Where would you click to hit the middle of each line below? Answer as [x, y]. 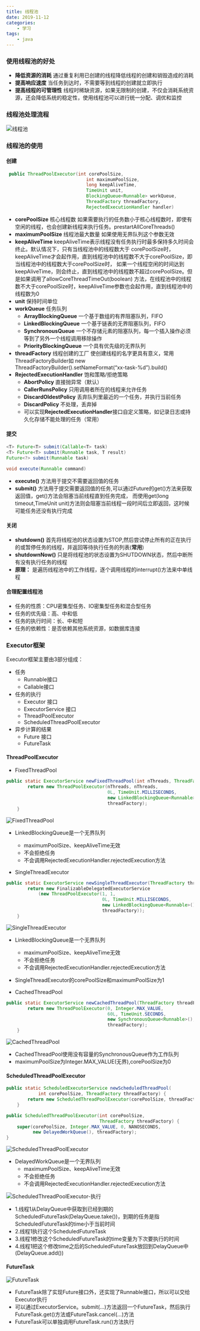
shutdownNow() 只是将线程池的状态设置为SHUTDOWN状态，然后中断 [101, 554]
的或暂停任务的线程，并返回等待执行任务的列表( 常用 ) [79, 547]
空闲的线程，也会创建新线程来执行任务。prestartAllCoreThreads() [95, 226]
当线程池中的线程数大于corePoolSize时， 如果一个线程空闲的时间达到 [99, 264]
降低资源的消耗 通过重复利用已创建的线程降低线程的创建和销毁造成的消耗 [104, 76]
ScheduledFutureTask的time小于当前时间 [65, 1224]
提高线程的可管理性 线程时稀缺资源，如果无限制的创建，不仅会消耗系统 [101, 91]
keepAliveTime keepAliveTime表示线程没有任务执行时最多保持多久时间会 [104, 241]
